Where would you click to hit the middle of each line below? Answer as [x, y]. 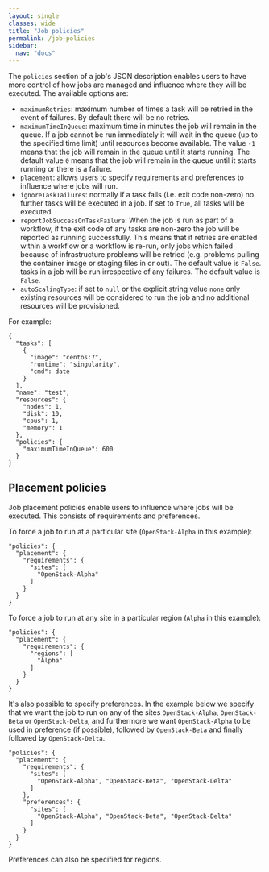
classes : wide [32, 23]
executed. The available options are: [68, 93]
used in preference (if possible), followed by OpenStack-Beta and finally [126, 729]
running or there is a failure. [66, 169]
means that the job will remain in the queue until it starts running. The [135, 152]
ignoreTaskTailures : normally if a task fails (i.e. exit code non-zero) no [137, 195]
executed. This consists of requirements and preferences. [104, 516]
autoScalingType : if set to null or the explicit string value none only [130, 289]
